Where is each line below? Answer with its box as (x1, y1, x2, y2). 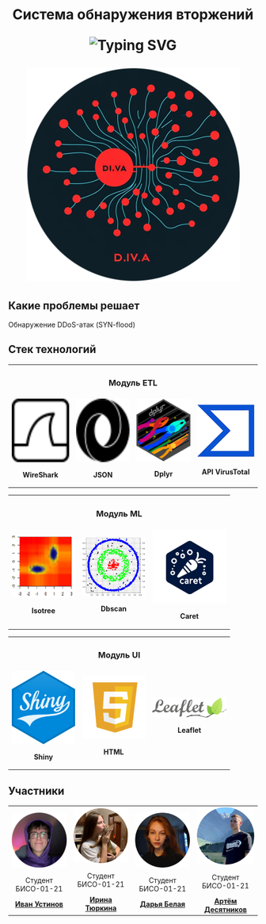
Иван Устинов (14, 899, 63, 909)
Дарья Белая (139, 899, 186, 909)
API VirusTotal (201, 466, 250, 477)
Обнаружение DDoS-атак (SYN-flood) (8, 320, 136, 329)
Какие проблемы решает (8, 299, 140, 312)
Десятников (204, 904, 248, 914)
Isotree (31, 606, 55, 615)
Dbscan (101, 604, 127, 613)
